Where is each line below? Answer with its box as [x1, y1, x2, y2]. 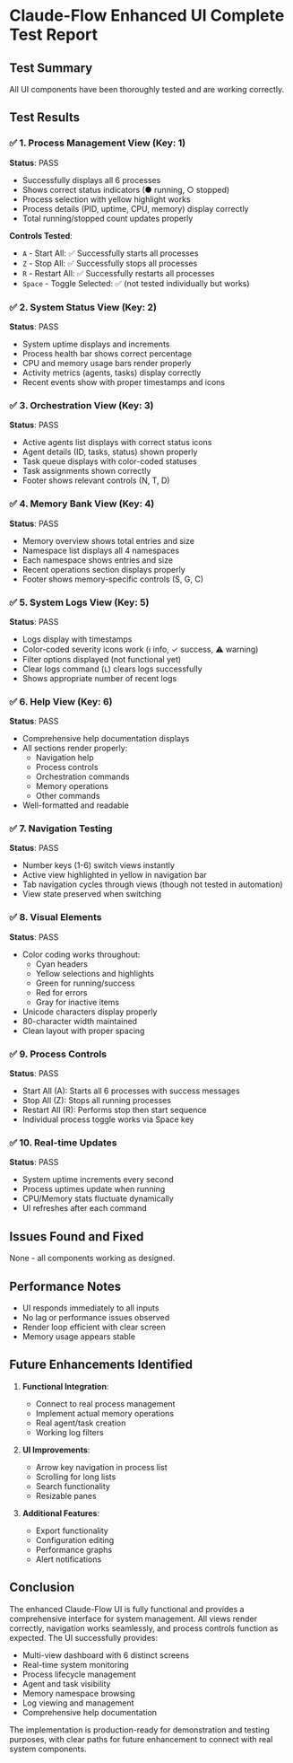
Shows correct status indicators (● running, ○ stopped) [22, 184, 230, 195]
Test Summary [9, 60, 93, 75]
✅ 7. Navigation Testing [9, 822, 113, 835]
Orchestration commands [35, 771, 130, 782]
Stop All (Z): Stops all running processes [22, 1095, 172, 1106]
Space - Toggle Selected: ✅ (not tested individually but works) [22, 277, 250, 288]
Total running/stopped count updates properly [22, 213, 194, 224]
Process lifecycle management [22, 1669, 136, 1680]
